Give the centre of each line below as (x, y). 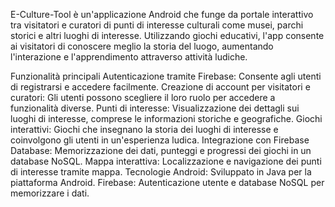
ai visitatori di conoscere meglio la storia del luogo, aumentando (142, 46)
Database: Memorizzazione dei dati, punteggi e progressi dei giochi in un (161, 150)
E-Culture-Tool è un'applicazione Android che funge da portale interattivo (162, 14)
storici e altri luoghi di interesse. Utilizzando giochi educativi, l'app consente (167, 35)
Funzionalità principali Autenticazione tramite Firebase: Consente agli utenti (166, 76)
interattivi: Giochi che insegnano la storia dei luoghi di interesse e (144, 129)
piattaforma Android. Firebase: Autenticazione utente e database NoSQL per (167, 182)
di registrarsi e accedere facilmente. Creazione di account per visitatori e (160, 87)
